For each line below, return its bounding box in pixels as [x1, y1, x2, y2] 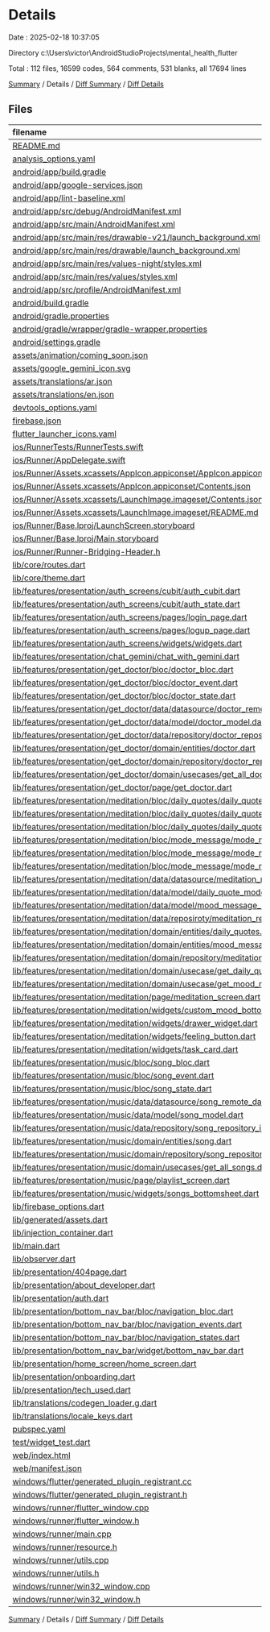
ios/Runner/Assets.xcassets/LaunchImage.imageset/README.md [12, 506, 259, 517]
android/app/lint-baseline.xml [12, 192, 126, 203]
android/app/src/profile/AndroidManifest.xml [12, 284, 182, 295]
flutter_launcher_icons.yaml [12, 428, 117, 439]
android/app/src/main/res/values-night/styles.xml [12, 258, 202, 269]
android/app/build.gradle [12, 166, 107, 177]
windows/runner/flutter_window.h [12, 1515, 140, 1526]
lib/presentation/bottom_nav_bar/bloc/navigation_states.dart [12, 1331, 240, 1343]
